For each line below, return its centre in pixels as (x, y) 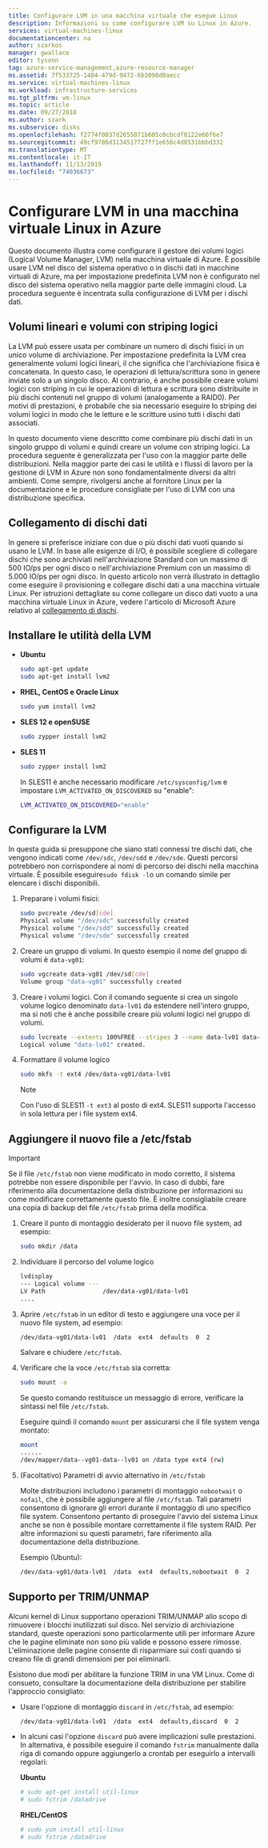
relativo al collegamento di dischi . (63, 610)
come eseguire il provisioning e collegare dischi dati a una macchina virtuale (134, 584)
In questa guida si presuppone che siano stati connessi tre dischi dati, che (130, 849)
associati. (24, 423)
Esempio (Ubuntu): (51, 1557)
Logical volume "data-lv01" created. (83, 1044)
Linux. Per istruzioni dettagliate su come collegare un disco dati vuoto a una (133, 593)
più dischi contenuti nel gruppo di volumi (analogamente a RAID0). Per (124, 397)
